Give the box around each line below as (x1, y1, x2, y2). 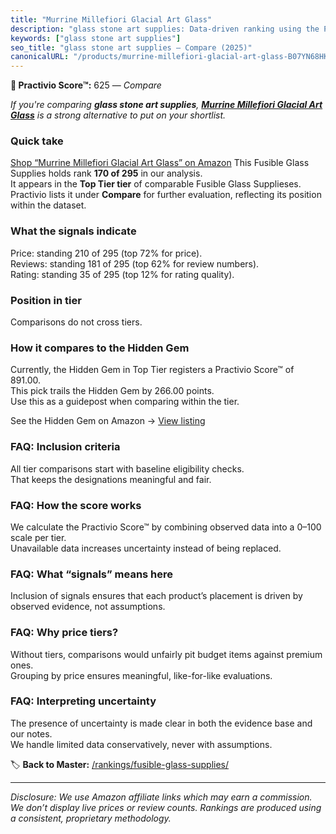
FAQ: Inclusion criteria (10, 440, 121, 454)
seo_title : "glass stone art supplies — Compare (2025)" (10, 42, 253, 53)
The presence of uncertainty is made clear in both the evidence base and (10, 717, 313, 729)
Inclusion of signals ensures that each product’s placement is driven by (10, 590, 303, 602)
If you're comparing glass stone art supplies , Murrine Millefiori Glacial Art (10, 99, 323, 111)
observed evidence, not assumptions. (10, 601, 166, 613)
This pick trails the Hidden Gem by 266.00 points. (10, 385, 215, 397)
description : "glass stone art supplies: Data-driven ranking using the (10, 24, 320, 34)
